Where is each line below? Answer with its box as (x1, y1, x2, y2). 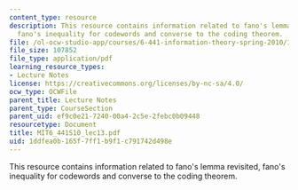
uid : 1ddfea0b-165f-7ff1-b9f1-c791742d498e (9, 137, 173, 146)
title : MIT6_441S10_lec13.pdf (9, 129, 122, 138)
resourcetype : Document (9, 121, 98, 130)
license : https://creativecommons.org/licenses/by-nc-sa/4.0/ (9, 79, 244, 88)
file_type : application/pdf (9, 54, 114, 63)
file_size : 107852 (9, 46, 77, 55)
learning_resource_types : (9, 63, 105, 72)
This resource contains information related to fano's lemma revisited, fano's (9, 161, 286, 171)
